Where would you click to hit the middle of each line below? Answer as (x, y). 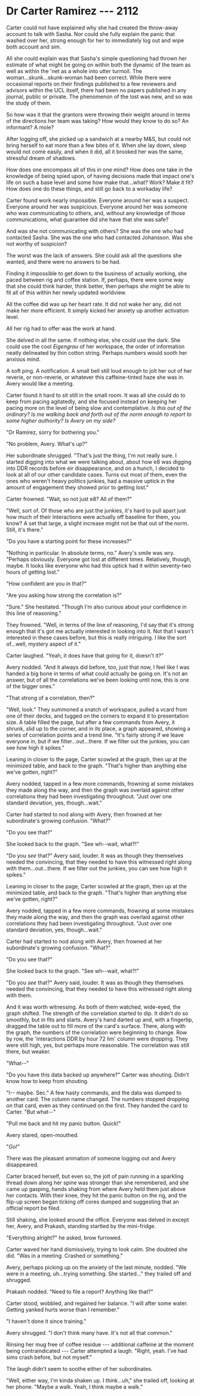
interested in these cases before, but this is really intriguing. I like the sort (96, 637)
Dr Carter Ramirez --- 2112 (73, 11)
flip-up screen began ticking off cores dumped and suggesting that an (93, 1201)
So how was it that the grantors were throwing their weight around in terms (98, 114)
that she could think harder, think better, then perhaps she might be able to (98, 286)
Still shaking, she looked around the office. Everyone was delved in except (98, 1219)
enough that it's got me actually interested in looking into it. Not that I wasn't (100, 631)
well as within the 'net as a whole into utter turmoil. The (74, 71)
